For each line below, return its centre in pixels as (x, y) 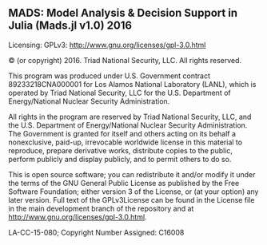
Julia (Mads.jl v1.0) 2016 (70, 26)
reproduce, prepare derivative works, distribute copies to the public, (121, 150)
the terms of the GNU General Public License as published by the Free (124, 183)
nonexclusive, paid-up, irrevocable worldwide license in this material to (125, 142)
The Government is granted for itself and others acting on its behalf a (122, 133)
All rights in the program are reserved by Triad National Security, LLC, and (130, 117)
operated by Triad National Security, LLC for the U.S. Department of (120, 93)
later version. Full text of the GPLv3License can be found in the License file (132, 200)
